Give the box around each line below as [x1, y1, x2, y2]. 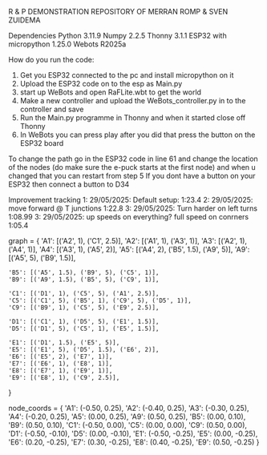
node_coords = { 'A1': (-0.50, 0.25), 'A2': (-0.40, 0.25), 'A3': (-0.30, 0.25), [8, 404, 250, 413]
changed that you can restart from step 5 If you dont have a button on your [8, 171, 256, 180]
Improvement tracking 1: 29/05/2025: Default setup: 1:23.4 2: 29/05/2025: [8, 195, 253, 204]
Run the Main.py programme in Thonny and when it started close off [19, 113, 246, 123]
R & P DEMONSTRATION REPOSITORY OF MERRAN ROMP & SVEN [8, 7, 229, 16]
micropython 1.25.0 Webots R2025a [8, 39, 127, 49]
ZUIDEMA [8, 15, 41, 25]
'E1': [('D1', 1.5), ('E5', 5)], [8, 339, 120, 347]
